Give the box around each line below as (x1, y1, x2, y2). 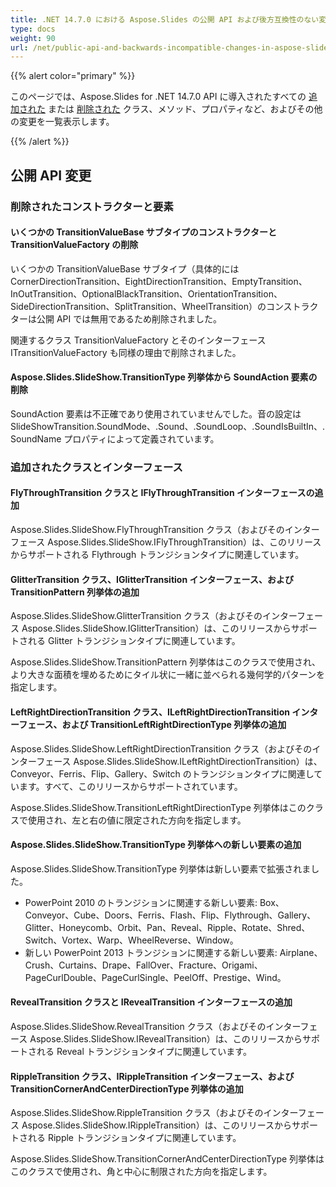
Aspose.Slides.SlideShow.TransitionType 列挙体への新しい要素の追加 (10, 839, 302, 851)
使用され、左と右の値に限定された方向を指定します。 (27, 814, 247, 826)
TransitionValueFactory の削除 (10, 239, 139, 251)
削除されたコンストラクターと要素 (10, 199, 174, 213)
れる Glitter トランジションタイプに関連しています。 (27, 635, 241, 647)
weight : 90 (10, 33, 56, 43)
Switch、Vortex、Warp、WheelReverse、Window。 (24, 934, 239, 946)
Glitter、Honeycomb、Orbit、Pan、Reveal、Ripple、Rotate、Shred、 (24, 921, 311, 933)
